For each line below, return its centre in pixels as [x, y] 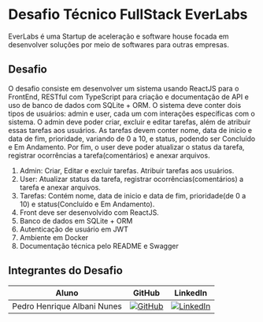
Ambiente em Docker [54, 237]
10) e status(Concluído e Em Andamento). [87, 204]
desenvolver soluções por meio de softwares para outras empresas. [119, 44]
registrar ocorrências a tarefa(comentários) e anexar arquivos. [109, 155]
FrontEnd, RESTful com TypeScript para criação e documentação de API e [129, 97]
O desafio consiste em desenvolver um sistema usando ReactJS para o [124, 88]
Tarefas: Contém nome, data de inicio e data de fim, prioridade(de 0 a [133, 195]
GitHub [146, 293]
